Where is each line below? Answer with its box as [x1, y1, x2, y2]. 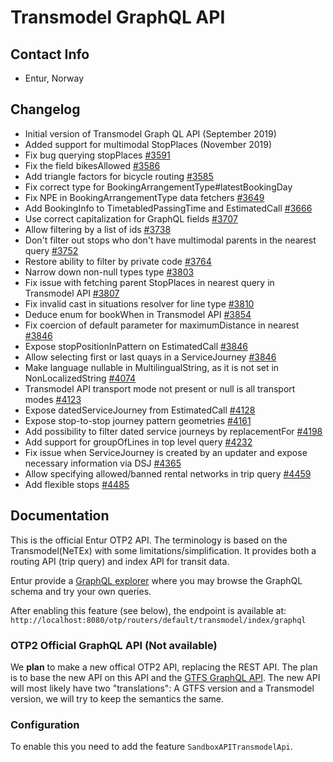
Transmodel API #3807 [24, 287, 120, 299]
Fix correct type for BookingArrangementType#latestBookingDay [24, 181, 293, 193]
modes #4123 [24, 393, 82, 405]
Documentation [10, 507, 110, 525]
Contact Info [10, 46, 90, 63]
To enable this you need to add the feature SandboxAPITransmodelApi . [10, 741, 293, 753]
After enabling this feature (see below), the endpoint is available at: [10, 604, 287, 616]
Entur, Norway [24, 72, 85, 84]
